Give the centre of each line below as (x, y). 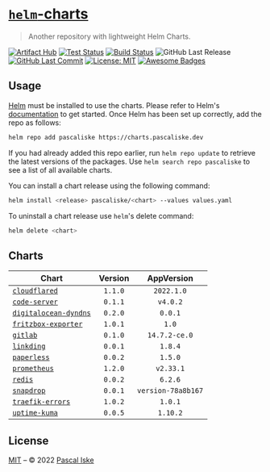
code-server (35, 302)
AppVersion (170, 278)
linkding (29, 347)
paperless (31, 357)
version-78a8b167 (170, 391)
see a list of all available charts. (60, 169)
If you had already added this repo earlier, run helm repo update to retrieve (132, 152)
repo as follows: (35, 123)
